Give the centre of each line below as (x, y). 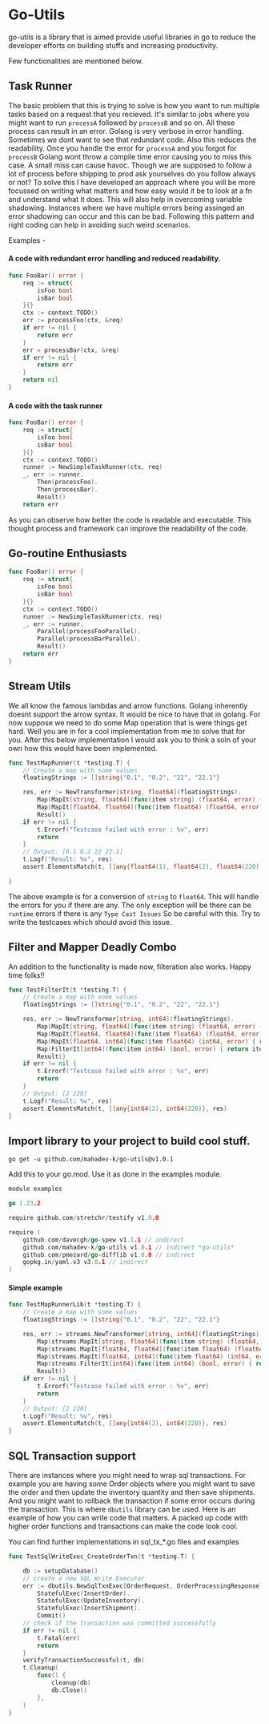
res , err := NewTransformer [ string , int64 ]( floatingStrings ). (128, 1019)
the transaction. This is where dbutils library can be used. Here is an (122, 1509)
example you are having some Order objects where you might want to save (132, 1484)
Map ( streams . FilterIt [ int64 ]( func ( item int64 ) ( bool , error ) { (145, 1364)
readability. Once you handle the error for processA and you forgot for (123, 148)
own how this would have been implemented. (83, 748)
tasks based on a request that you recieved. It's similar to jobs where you (129, 114)
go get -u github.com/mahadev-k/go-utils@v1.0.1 (91, 1160)
